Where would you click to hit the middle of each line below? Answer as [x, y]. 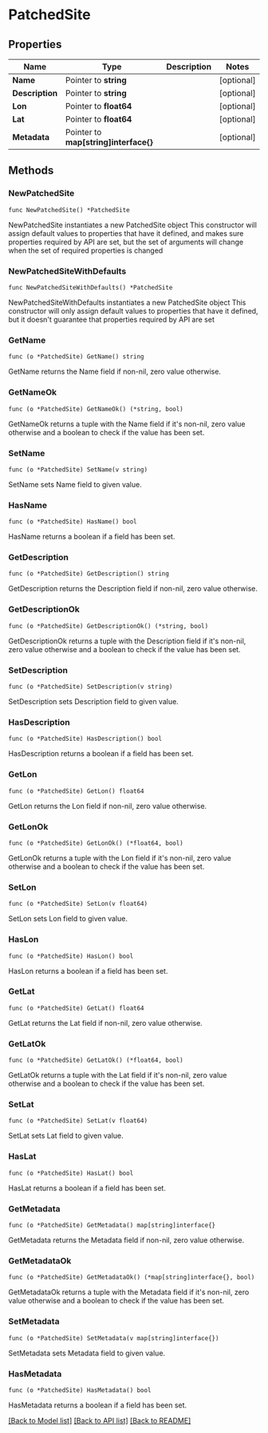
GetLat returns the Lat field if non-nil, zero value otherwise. [106, 1023]
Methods [31, 171]
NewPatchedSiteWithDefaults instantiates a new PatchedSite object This [127, 302]
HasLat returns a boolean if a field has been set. [87, 1188]
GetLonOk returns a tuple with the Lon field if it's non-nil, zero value [120, 858]
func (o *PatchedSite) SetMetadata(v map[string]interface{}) [114, 1338]
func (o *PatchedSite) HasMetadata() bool [80, 1390]
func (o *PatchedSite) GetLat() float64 [77, 1008]
